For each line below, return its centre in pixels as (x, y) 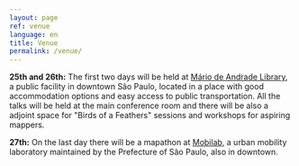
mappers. (27, 125)
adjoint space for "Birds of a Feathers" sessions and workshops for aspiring (150, 115)
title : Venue (34, 43)
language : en (34, 34)
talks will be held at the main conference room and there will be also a (139, 106)
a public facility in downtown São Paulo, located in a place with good (136, 87)
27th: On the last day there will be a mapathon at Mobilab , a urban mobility (148, 143)
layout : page (34, 18)
